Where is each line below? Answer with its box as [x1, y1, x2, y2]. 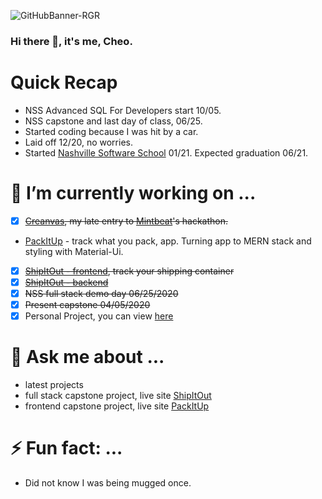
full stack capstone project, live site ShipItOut [24, 390, 212, 402]
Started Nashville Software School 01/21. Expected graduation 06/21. [24, 146, 309, 159]
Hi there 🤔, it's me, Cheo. [10, 34, 133, 48]
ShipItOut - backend [24, 276, 109, 288]
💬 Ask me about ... [10, 346, 165, 369]
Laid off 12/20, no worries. [24, 136, 133, 148]
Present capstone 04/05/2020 [24, 299, 151, 311]
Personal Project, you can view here [24, 310, 174, 322]
